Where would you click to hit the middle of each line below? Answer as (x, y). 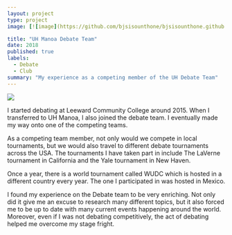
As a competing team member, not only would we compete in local (102, 138)
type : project (28, 20)
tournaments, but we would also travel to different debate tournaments (108, 145)
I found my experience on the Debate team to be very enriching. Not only (111, 194)
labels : (18, 58)
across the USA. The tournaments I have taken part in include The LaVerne (114, 153)
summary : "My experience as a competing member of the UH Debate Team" (113, 77)
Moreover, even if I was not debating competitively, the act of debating (108, 216)
